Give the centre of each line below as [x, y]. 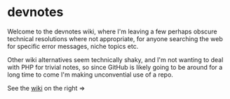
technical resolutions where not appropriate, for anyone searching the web [115, 38]
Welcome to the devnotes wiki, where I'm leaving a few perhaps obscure [112, 31]
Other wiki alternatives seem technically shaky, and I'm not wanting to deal [115, 59]
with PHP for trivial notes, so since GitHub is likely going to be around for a [115, 67]
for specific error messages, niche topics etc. [73, 46]
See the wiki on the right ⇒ [46, 88]
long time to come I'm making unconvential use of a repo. [90, 75]
